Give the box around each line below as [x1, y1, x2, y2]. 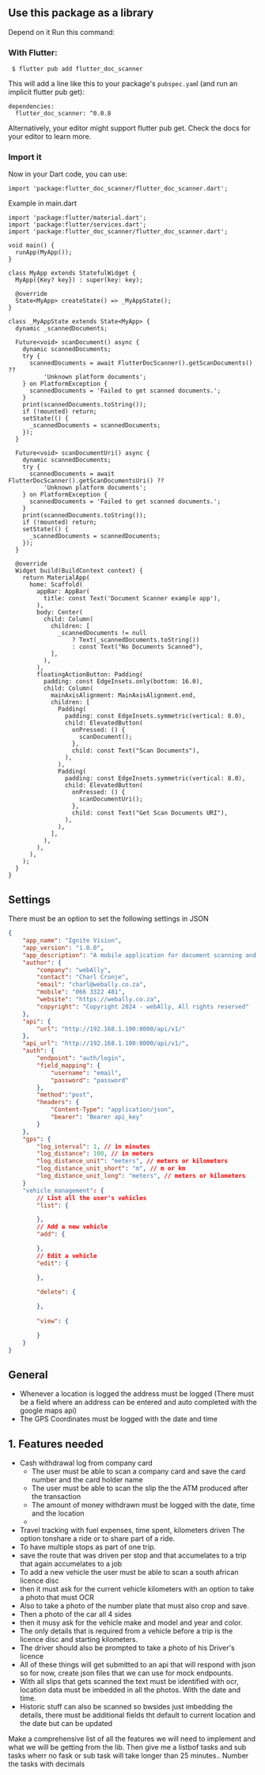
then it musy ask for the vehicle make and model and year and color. [19, 1618, 243, 1628]
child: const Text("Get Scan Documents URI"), [71, 809, 228, 817]
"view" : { [36, 1317, 69, 1326]
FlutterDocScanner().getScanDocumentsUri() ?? [8, 477, 165, 485]
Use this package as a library [8, 6, 154, 20]
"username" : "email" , [50, 1069, 123, 1077]
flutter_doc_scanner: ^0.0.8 [15, 110, 112, 118]
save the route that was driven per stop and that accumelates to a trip [19, 1550, 247, 1561]
